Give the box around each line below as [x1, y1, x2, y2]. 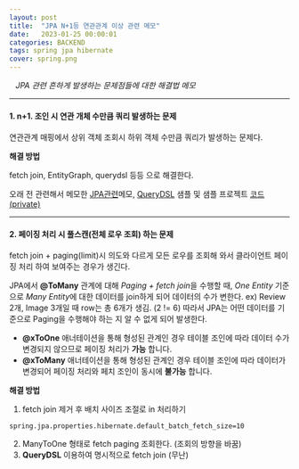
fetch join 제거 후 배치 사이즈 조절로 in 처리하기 [21, 404, 187, 415]
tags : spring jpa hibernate [9, 46, 114, 55]
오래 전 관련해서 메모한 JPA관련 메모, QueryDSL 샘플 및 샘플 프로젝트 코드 [9, 189, 265, 200]
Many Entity [25, 292, 70, 302]
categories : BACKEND [9, 37, 86, 47]
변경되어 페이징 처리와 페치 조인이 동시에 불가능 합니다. [21, 366, 213, 377]
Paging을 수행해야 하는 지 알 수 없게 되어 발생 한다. [32, 314, 207, 325]
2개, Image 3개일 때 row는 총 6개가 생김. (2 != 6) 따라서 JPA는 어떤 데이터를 [9, 302, 276, 313]
